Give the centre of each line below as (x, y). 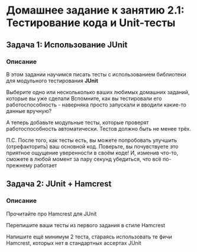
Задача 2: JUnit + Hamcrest (59, 184)
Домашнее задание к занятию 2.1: (95, 10)
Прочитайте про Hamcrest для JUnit (51, 214)
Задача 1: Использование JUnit (67, 45)
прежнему (19, 165)
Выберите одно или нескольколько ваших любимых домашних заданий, (98, 92)
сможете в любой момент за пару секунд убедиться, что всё (84, 159)
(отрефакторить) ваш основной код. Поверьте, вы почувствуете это (92, 146)
